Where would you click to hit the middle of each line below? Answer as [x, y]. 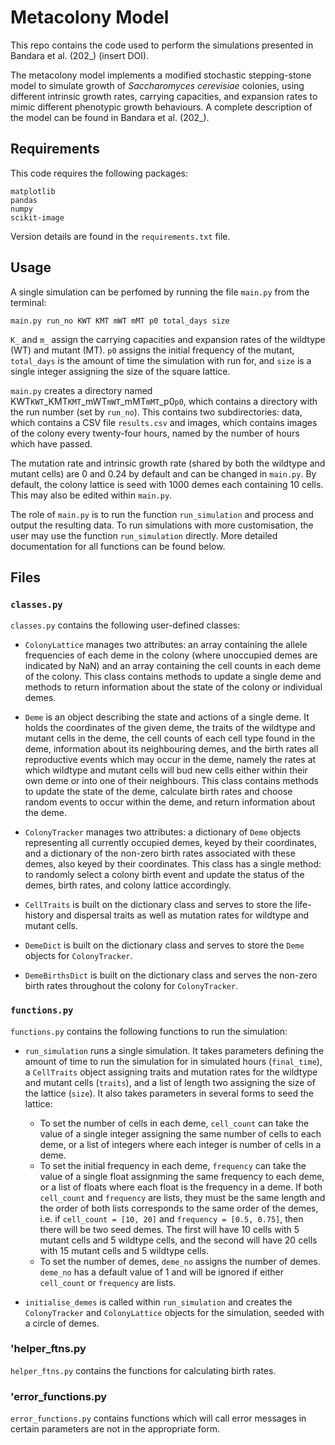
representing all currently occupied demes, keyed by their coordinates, [171, 843]
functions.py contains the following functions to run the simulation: [149, 1031]
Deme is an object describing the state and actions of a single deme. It [167, 717]
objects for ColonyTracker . [78, 956]
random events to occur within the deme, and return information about [170, 802]
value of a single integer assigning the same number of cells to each [180, 1133]
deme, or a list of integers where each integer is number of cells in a [180, 1144]
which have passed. [51, 443]
